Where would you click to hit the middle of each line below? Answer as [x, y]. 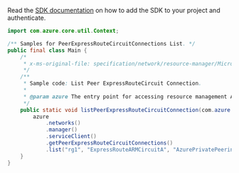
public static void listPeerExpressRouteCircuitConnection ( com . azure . [127, 110]
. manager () [62, 130]
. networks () [63, 123]
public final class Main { [47, 50]
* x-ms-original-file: [57, 63]
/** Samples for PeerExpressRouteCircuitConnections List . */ [101, 43]
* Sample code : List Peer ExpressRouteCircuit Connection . [112, 84]
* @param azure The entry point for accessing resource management [125, 96]
